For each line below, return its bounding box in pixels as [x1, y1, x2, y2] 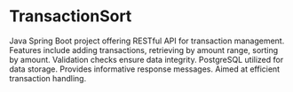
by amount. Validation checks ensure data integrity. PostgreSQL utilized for [9, 54, 284, 65]
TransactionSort [9, 6, 132, 27]
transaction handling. [9, 73, 87, 83]
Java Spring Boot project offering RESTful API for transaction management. [9, 35, 285, 46]
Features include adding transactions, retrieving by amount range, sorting [9, 44, 279, 55]
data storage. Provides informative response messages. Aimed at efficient [9, 64, 281, 74]
